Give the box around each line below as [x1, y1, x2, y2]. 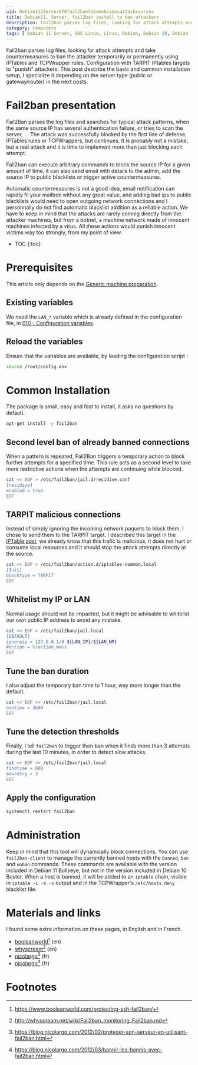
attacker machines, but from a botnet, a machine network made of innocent [6, 217, 190, 224]
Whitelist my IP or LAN [6, 594, 90, 605]
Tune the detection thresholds [6, 726, 120, 736]
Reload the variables [6, 337, 83, 347]
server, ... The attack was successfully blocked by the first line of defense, [6, 131, 187, 138]
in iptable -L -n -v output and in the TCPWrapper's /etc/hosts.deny [6, 879, 175, 886]
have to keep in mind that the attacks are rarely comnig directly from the [6, 210, 181, 217]
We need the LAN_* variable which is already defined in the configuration [6, 313, 182, 320]
